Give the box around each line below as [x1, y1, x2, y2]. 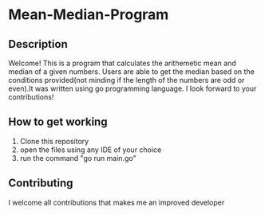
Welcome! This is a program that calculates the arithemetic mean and [8, 58, 237, 68]
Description [8, 37, 68, 51]
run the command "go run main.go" [19, 153, 137, 162]
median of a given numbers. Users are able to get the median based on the [8, 67, 255, 76]
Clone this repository [19, 136, 89, 146]
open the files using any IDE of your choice [19, 145, 162, 154]
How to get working [8, 115, 108, 129]
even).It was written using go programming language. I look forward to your [8, 84, 257, 93]
